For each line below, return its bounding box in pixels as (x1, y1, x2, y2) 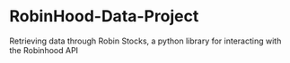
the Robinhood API (9, 44, 79, 55)
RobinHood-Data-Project (9, 6, 199, 27)
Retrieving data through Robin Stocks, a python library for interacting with (9, 35, 282, 46)
